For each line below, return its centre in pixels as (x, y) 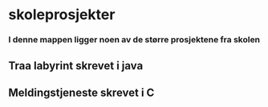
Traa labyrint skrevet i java (76, 65)
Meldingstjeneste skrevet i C (81, 92)
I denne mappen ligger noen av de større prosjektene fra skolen (134, 40)
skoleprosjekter (62, 15)
